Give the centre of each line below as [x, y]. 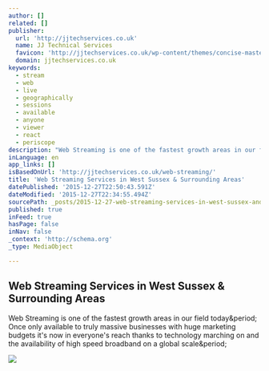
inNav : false [30, 232]
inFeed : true [30, 217]
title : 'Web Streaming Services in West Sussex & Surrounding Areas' [127, 180]
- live [26, 90]
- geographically [44, 98]
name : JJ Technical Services [64, 46]
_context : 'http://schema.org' [60, 240]
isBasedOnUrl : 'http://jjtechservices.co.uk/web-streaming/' [112, 172]
